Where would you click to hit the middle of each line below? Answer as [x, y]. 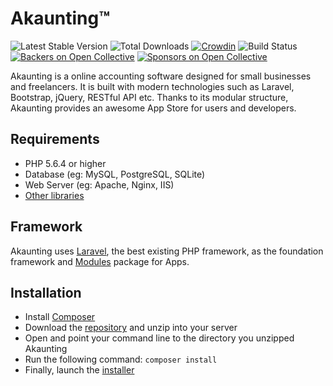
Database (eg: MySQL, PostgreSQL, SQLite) [115, 174]
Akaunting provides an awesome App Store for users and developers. [153, 108]
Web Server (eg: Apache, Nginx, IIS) [99, 184]
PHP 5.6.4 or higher [65, 163]
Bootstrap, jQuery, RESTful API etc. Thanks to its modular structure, [149, 97]
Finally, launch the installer [79, 370]
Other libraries [54, 195]
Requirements [55, 139]
